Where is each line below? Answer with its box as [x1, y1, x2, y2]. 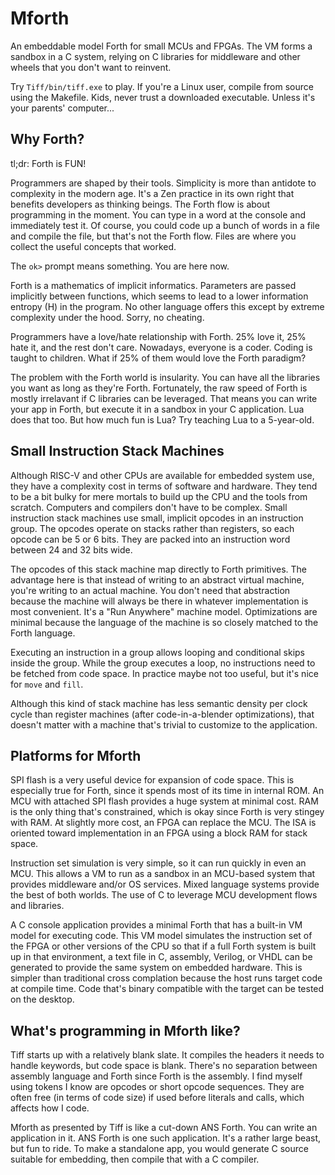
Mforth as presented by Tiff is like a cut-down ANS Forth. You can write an [10, 1122, 318, 1134]
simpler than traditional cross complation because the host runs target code [10, 972, 323, 984]
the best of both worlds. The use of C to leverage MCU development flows [10, 889, 318, 901]
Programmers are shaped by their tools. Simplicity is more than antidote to [10, 177, 317, 189]
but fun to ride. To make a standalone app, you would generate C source [10, 1143, 309, 1155]
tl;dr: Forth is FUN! [10, 157, 87, 169]
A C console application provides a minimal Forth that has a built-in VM [10, 919, 303, 931]
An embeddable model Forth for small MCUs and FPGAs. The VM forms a [10, 40, 313, 52]
